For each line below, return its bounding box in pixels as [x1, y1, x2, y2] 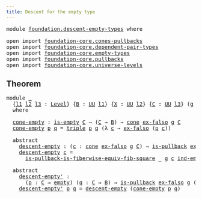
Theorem [6, 79, 41, 89]
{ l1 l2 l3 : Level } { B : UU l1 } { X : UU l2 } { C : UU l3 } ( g [12, 101, 194, 107]
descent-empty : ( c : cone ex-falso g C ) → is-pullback [19, 143, 188, 150]
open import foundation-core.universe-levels [6, 62, 143, 68]
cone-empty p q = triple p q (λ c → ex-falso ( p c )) [12, 125, 171, 132]
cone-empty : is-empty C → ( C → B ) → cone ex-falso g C [12, 119, 181, 126]
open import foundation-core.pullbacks [6, 56, 124, 62]
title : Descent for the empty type [6, 8, 96, 15]
